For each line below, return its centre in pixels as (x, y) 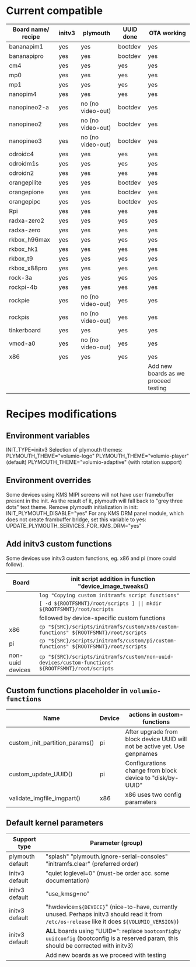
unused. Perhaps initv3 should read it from (104, 914)
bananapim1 (26, 46)
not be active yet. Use (155, 746)
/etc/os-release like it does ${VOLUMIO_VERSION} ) (112, 921)
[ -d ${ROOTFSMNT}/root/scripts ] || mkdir (100, 603)
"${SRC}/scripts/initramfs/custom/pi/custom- (112, 641)
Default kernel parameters (55, 823)
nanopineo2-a (29, 107)
